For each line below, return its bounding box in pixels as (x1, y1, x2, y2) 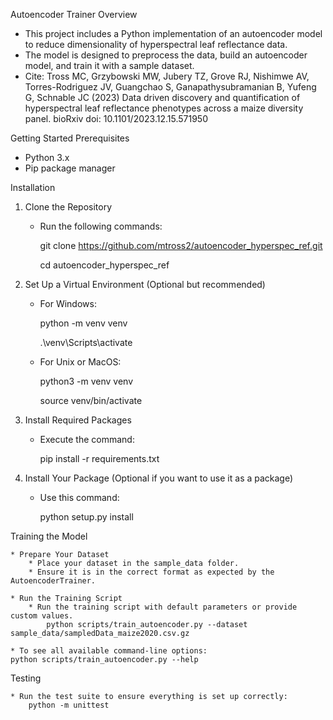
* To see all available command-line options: (10, 646, 208, 656)
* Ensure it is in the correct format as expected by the (28, 567, 275, 577)
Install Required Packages (24, 414, 132, 426)
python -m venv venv (39, 317, 128, 329)
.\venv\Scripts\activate (39, 337, 133, 348)
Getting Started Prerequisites (10, 132, 130, 144)
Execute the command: (39, 434, 135, 445)
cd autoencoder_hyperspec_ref (39, 259, 170, 271)
